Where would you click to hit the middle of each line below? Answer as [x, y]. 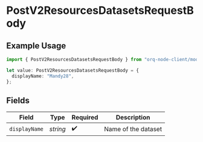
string [58, 129]
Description [133, 117]
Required [85, 117]
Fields [18, 100]
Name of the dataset [133, 129]
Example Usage [36, 46]
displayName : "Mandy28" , [43, 76]
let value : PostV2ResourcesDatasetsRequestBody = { [72, 70]
